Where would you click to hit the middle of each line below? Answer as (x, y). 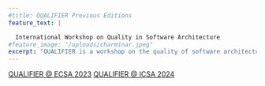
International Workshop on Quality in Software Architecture (118, 37)
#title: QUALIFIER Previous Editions (70, 15)
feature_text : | (35, 23)
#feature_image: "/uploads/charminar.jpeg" (81, 44)
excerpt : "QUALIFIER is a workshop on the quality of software (114, 52)
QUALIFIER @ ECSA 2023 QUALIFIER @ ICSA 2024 (91, 74)
